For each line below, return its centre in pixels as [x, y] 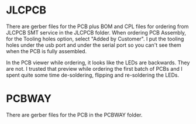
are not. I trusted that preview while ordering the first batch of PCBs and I [94, 68]
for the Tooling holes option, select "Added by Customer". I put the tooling [95, 39]
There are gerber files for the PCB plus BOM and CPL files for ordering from [97, 26]
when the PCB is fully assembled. [46, 51]
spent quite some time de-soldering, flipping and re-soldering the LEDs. [93, 75]
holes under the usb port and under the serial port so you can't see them [94, 45]
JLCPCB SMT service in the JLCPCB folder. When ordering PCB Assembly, [96, 32]
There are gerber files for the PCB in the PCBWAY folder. [74, 115]
